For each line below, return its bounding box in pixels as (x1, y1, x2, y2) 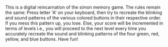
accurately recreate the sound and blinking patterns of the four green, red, (5, 31, 159, 36)
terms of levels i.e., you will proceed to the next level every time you (5, 25, 146, 31)
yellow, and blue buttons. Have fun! (5, 36, 78, 42)
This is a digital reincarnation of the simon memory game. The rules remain (5, 4, 161, 10)
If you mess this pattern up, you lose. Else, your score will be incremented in (5, 20, 163, 26)
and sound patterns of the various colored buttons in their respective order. (5, 15, 161, 20)
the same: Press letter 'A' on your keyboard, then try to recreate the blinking (5, 9, 162, 15)
